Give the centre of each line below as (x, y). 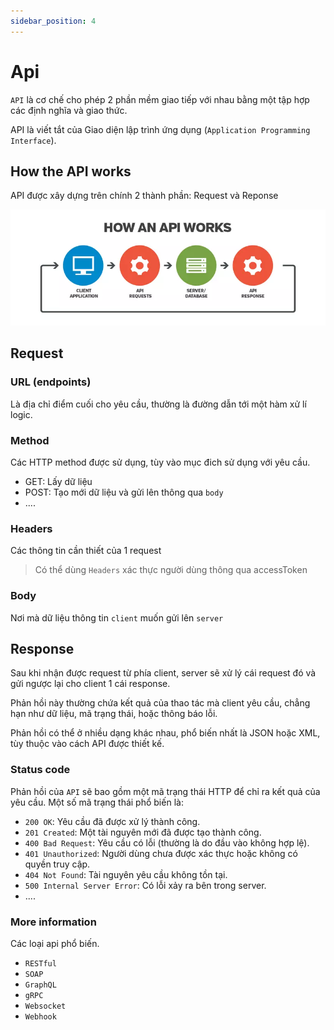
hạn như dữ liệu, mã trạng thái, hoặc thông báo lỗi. (114, 714)
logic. (21, 414)
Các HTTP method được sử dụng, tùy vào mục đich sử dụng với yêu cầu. (160, 462)
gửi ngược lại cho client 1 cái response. (90, 684)
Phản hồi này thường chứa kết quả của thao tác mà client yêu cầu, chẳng (160, 703)
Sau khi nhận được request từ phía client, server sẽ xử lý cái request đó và (163, 673)
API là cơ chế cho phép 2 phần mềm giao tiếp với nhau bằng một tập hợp (160, 99)
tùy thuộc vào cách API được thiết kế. (87, 744)
